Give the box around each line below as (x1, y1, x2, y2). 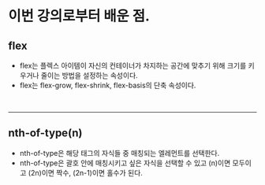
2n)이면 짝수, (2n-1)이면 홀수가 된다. (30, 168, 144, 177)
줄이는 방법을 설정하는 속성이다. (40, 71, 138, 80)
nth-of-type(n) (8, 127, 83, 140)
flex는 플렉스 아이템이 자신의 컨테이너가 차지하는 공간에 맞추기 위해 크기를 (19, 61, 247, 70)
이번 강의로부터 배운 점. (8, 7, 150, 25)
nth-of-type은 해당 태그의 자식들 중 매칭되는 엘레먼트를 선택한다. (19, 148, 220, 157)
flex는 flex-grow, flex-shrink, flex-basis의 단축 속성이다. (19, 80, 196, 90)
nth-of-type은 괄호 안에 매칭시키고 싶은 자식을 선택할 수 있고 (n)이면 (19, 158, 231, 168)
